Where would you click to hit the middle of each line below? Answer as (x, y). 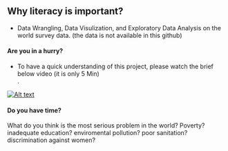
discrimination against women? (51, 140)
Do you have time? (35, 110)
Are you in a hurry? (35, 51)
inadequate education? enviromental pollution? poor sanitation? (97, 133)
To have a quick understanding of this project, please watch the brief (115, 67)
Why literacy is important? (65, 11)
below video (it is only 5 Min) (58, 74)
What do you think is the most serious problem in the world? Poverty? (106, 125)
